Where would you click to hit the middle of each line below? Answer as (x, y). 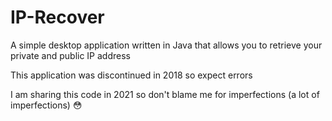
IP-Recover (57, 17)
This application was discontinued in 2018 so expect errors (131, 75)
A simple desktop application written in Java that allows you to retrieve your (166, 45)
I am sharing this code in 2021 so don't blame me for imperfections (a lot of (165, 94)
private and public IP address (70, 55)
